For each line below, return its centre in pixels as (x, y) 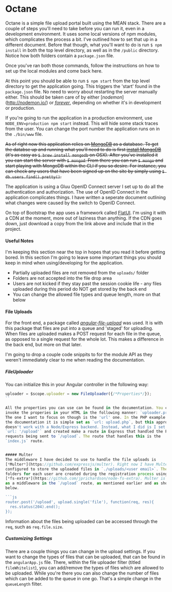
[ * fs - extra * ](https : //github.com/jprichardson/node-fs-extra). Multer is (85, 479)
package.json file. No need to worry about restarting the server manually (81, 91)
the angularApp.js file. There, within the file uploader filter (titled (73, 562)
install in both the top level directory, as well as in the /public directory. (82, 50)
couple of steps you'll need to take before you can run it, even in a (75, 28)
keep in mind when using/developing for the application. (64, 263)
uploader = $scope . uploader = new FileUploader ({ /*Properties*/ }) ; (79, 394)
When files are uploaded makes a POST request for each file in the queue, (83, 334)
